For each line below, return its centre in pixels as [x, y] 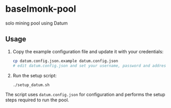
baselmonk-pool [41, 9]
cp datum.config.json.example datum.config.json [65, 61]
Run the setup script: [35, 75]
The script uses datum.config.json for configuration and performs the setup [85, 95]
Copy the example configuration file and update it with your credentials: [88, 51]
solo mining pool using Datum [36, 23]
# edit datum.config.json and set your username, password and [81, 66]
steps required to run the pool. [37, 100]
